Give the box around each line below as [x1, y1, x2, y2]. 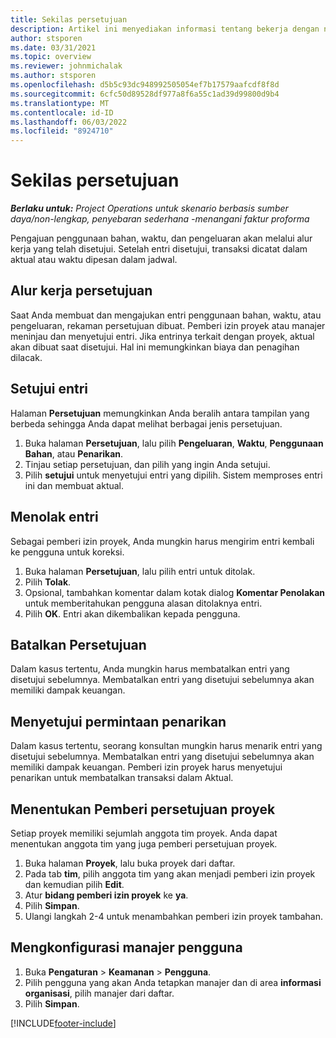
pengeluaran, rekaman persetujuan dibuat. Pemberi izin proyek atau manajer [10, 319, 326, 331]
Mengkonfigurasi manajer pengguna [10, 939, 243, 956]
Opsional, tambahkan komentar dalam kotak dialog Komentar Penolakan [24, 586, 325, 598]
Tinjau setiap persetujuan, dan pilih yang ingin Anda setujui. [24, 458, 271, 470]
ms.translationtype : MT [10, 98, 110, 108]
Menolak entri [10, 509, 99, 526]
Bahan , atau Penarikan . [24, 447, 124, 460]
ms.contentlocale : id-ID [10, 107, 114, 118]
